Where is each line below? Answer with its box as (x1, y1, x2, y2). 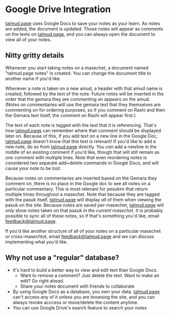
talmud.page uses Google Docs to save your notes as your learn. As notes (5, 20, 160, 26)
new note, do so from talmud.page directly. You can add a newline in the (5, 144, 157, 150)
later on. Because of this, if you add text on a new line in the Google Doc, (5, 133, 158, 139)
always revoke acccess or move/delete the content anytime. (12, 299, 139, 305)
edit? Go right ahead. (20, 277, 64, 284)
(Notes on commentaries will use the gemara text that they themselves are (5, 101, 161, 108)
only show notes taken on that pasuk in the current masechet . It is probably (5, 207, 163, 214)
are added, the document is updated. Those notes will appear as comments (5, 25, 163, 31)
